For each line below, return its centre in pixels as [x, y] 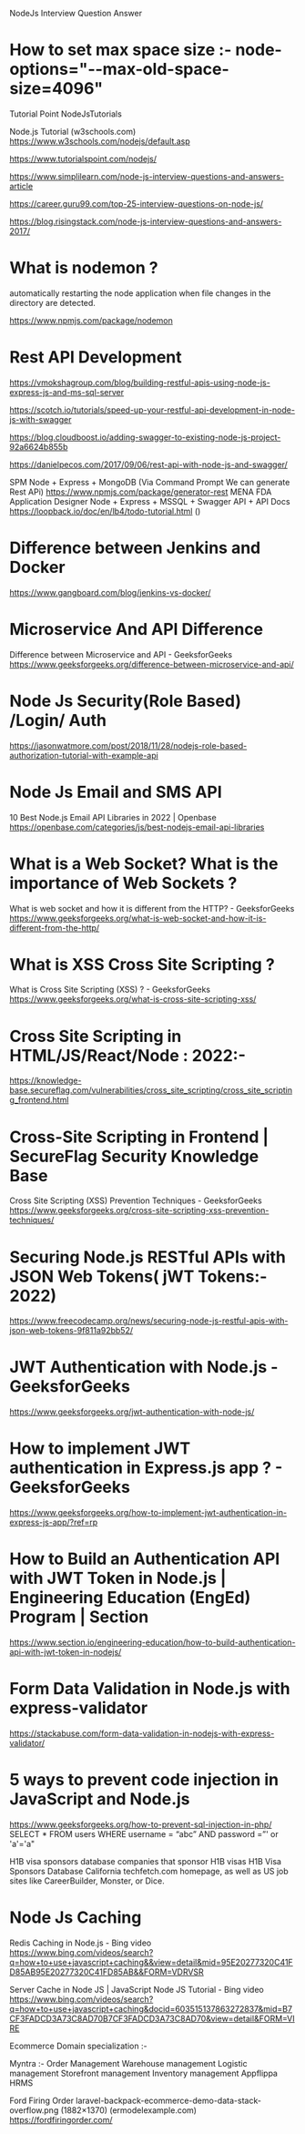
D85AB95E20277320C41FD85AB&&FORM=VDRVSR [107, 1972]
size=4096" [56, 89]
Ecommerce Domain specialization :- [78, 2046]
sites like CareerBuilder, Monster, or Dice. [87, 1881]
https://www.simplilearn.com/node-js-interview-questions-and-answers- [147, 176]
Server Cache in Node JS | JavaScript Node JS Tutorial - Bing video [137, 1989]
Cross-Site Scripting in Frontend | [139, 1137]
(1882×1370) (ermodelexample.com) [129, 2110]
